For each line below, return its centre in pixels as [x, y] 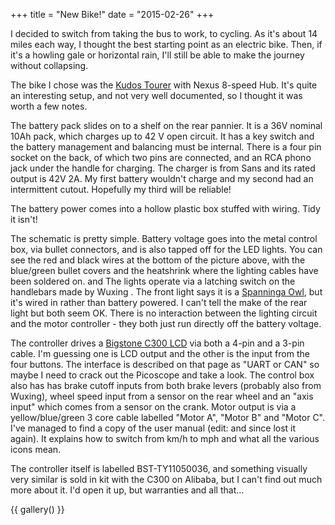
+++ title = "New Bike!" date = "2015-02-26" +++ [112, 14]
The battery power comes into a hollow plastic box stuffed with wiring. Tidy [165, 208]
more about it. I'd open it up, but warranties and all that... [127, 490]
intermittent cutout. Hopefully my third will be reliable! [121, 189]
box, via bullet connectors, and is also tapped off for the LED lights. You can [166, 249]
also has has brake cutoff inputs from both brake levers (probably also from [166, 385]
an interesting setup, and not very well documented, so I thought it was [156, 95]
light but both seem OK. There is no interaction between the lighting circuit [164, 313]
